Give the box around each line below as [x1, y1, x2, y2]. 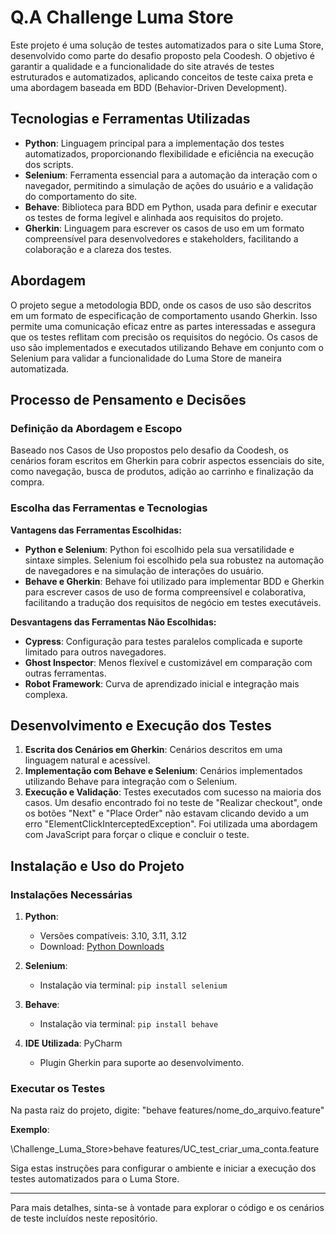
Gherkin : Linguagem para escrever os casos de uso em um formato [24, 222, 305, 234]
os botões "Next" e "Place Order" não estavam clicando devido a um [24, 807, 309, 820]
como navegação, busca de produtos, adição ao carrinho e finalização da [10, 466, 314, 478]
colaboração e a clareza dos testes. [24, 243, 172, 255]
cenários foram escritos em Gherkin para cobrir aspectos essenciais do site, [10, 455, 325, 467]
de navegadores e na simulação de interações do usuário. [24, 564, 265, 576]
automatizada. [10, 362, 70, 375]
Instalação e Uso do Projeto [10, 857, 185, 875]
